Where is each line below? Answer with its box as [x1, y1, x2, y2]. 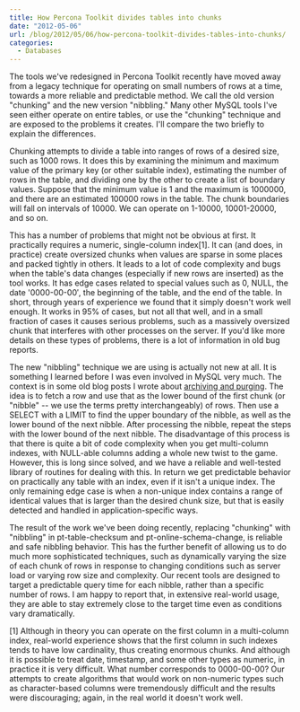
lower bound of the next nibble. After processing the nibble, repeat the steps [9, 419, 292, 430]
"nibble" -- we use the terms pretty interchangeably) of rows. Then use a [9, 400, 279, 411]
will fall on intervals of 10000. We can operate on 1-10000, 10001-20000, [9, 203, 277, 214]
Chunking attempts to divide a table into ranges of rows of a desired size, [9, 145, 280, 157]
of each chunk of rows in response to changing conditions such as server [9, 560, 281, 571]
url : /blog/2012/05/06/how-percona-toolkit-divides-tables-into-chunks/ [9, 30, 287, 39]
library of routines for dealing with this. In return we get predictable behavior [9, 467, 291, 478]
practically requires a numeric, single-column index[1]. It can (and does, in [9, 240, 284, 251]
